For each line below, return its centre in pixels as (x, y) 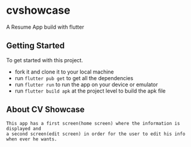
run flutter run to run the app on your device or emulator (86, 84)
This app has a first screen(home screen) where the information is (93, 123)
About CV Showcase (45, 110)
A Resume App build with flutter (45, 27)
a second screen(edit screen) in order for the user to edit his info (96, 134)
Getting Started (36, 46)
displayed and (24, 128)
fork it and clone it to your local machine (64, 72)
